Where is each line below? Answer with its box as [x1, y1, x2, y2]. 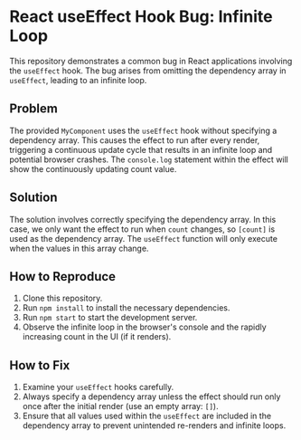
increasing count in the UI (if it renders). [22, 331, 172, 342]
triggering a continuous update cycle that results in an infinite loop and [9, 144, 273, 155]
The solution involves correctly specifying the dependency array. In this [9, 214, 277, 225]
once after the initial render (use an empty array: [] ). [22, 401, 219, 412]
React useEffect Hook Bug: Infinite [9, 6, 273, 27]
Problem [9, 101, 59, 117]
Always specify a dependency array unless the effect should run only [22, 391, 281, 402]
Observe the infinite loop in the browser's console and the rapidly [22, 321, 267, 332]
